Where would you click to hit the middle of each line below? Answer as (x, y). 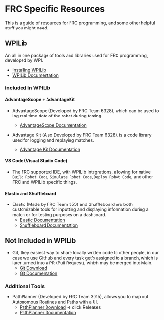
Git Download (33, 268)
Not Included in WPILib (41, 241)
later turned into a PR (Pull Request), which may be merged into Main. (82, 263)
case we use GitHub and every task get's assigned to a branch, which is (85, 258)
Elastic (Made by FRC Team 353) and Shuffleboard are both (72, 204)
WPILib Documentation (35, 75)
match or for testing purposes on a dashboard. (59, 215)
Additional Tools (25, 286)
